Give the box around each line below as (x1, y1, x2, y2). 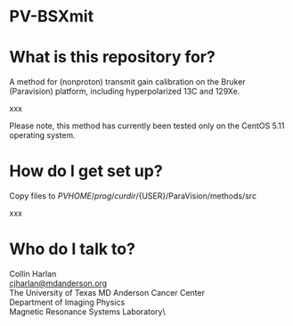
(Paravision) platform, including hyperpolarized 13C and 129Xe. (9, 86, 240, 97)
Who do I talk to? (9, 239, 136, 259)
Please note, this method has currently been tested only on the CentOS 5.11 (9, 120, 285, 131)
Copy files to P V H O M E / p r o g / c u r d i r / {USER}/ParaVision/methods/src (9, 191, 256, 201)
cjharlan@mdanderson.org (9, 278, 108, 289)
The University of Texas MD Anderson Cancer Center (9, 288, 205, 297)
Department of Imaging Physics (9, 297, 126, 307)
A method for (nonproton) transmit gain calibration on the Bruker (9, 77, 247, 87)
